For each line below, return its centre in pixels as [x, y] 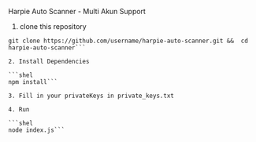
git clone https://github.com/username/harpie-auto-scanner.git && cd [128, 41]
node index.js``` [37, 130]
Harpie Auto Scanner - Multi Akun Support [77, 11]
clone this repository [53, 26]
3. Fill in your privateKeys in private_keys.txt [91, 96]
